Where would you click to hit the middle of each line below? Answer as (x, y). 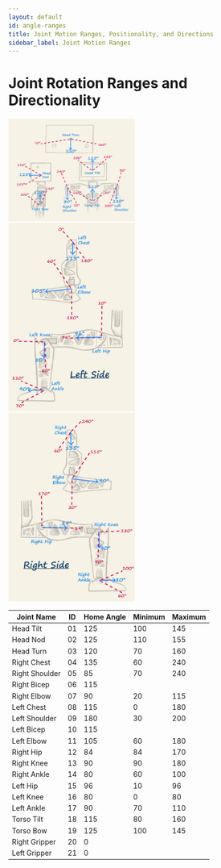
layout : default (35, 17)
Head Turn (29, 651)
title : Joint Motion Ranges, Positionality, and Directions (111, 34)
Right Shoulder (36, 674)
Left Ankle (29, 808)
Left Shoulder (34, 719)
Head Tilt (27, 628)
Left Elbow (29, 741)
